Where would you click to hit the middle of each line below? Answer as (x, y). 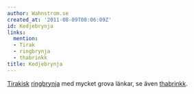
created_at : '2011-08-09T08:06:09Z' (59, 20)
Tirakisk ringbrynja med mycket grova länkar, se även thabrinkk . (98, 83)
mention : (26, 39)
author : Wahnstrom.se (38, 13)
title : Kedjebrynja (35, 64)
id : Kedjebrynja (30, 26)
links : (16, 32)
